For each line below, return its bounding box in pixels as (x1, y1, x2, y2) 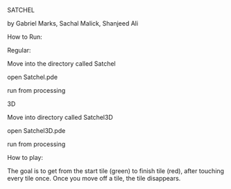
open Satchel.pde (7, 73, 58, 81)
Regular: (7, 46, 31, 54)
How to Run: (7, 33, 43, 41)
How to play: (7, 154, 44, 161)
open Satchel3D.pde (7, 127, 66, 134)
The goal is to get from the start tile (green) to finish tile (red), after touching (7, 167, 224, 175)
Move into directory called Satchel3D (7, 114, 113, 121)
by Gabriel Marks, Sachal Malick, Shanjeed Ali (7, 19, 139, 27)
